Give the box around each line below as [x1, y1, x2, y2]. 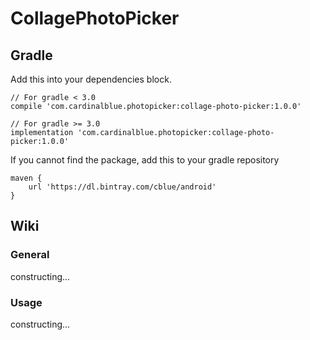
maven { [10, 173, 43, 183]
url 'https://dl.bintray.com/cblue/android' [28, 182, 217, 192]
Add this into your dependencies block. [10, 73, 172, 85]
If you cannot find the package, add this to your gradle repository [10, 154, 280, 166]
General [10, 248, 50, 262]
